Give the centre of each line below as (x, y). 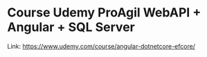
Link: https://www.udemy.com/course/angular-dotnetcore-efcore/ (101, 46)
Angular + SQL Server (71, 27)
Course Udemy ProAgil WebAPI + (104, 13)
